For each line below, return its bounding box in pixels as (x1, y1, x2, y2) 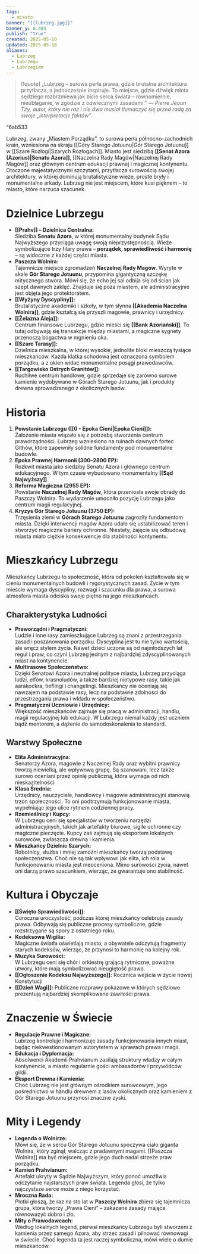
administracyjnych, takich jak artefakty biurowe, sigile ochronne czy (14, 823, 181, 830)
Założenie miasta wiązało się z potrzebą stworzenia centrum (14, 431, 163, 438)
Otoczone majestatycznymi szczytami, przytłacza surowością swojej (6, 167, 174, 174)
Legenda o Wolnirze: (14, 1134, 67, 1141)
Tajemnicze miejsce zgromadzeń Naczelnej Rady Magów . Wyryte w (14, 265, 182, 272)
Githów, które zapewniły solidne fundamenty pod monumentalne (14, 444, 173, 452)
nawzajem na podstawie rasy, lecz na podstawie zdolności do (14, 689, 166, 696)
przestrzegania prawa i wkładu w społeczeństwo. (14, 695, 136, 702)
